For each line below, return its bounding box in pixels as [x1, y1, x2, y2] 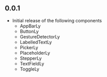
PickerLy [19, 44, 38, 50]
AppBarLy [19, 23, 41, 29]
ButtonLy [19, 28, 39, 34]
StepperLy [19, 55, 42, 61]
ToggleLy [19, 66, 39, 72]
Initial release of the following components [12, 17, 102, 23]
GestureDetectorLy [19, 33, 60, 40]
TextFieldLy [19, 60, 45, 66]
